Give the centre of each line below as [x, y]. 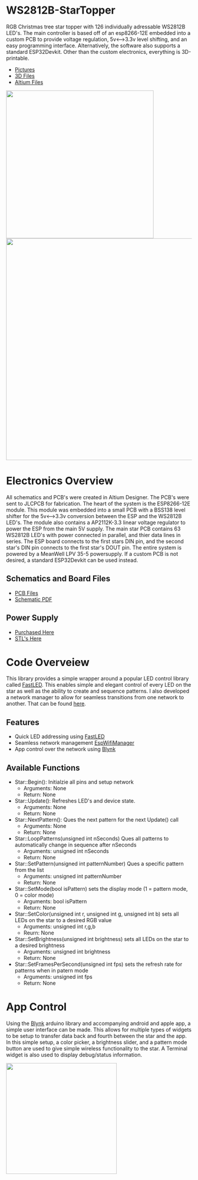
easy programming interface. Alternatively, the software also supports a [93, 46]
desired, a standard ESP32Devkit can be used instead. [72, 560]
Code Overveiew [48, 662]
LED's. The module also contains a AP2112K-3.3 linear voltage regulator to [96, 522]
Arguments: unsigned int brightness [67, 952]
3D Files [25, 76]
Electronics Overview [60, 481]
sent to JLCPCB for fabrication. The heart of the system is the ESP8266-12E [98, 503]
